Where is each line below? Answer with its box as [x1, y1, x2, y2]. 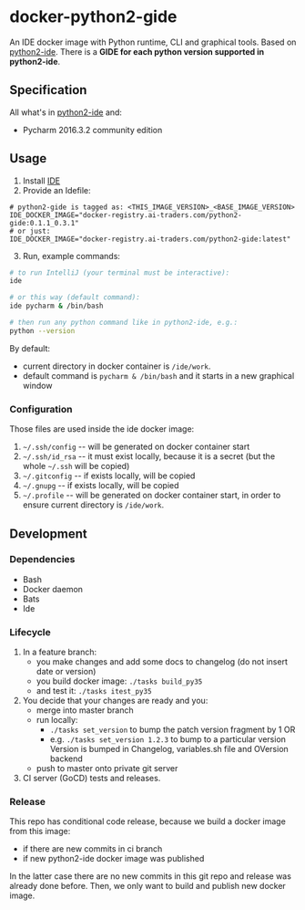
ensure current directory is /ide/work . [22, 499, 165, 510]
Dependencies [9, 553, 76, 566]
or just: [17, 226, 51, 235]
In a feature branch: [22, 646, 97, 658]
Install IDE [22, 175, 61, 186]
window [22, 380, 53, 391]
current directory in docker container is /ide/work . [22, 361, 211, 371]
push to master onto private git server [36, 763, 178, 774]
